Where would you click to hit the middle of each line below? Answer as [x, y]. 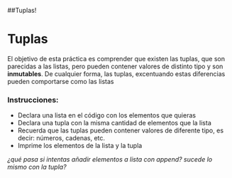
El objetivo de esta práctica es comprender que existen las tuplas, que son [116, 58]
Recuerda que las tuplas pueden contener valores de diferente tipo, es [121, 130]
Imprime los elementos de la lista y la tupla [80, 146]
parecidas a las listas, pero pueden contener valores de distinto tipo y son [115, 66]
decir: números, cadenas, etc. [61, 138]
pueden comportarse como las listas [61, 81]
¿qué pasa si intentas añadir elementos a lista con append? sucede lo [110, 159]
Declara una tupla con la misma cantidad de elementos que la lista [114, 123]
